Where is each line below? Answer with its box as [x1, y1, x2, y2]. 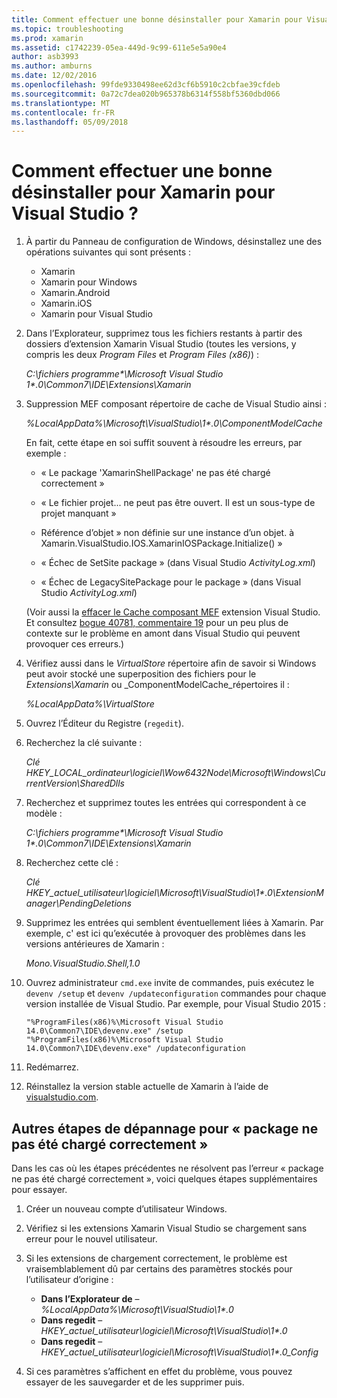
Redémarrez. [25, 1061, 79, 1073]
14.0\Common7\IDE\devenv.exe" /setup [25, 1026, 184, 1036]
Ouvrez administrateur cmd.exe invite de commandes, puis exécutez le [25, 977, 315, 989]
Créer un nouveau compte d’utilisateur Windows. [25, 1203, 228, 1215]
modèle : [25, 807, 63, 820]
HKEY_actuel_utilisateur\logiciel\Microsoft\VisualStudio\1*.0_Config [40, 1346, 319, 1358]
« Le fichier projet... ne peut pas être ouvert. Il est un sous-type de [40, 497, 316, 509]
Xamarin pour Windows [40, 276, 138, 288]
